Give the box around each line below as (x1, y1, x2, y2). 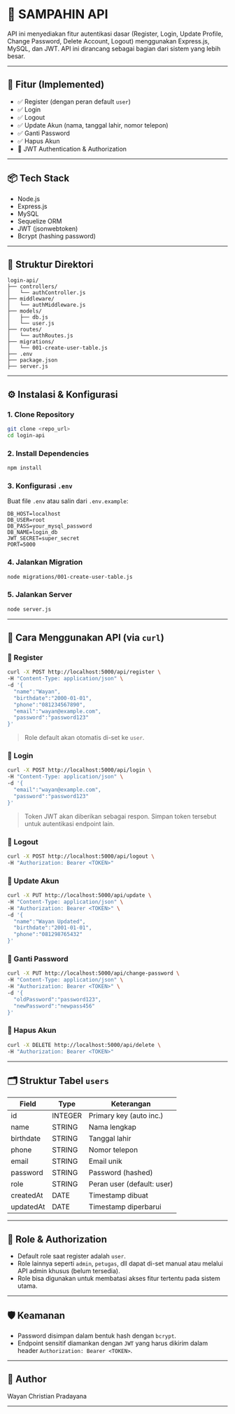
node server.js (7, 605, 52, 612)
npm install (7, 465, 42, 472)
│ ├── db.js (7, 314, 49, 321)
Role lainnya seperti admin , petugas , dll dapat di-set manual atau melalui (17, 1259, 224, 1268)
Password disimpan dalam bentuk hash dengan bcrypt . (17, 1331, 177, 1340)
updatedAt (10, 1202, 45, 1211)
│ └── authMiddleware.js (7, 301, 86, 309)
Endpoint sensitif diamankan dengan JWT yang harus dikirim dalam (17, 1338, 208, 1347)
